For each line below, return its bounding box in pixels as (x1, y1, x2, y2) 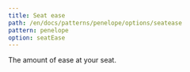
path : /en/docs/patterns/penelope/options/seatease (8, 19, 182, 27)
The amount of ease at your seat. (8, 55, 117, 65)
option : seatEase (8, 33, 66, 42)
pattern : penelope (8, 26, 69, 34)
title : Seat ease (8, 11, 66, 20)
